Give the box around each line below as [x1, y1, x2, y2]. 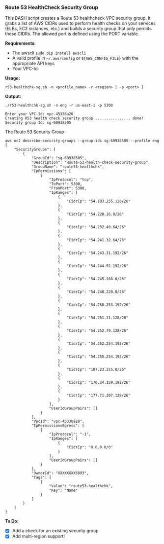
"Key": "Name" [49, 488, 78, 493]
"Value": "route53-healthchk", [49, 484, 113, 489]
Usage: [5, 75, 21, 81]
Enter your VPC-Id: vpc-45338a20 [5, 111, 74, 117]
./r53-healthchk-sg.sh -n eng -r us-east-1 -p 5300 [5, 103, 113, 108]
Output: [5, 93, 21, 100]
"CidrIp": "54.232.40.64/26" [66, 225, 126, 230]
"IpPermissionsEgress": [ [31, 423, 84, 428]
